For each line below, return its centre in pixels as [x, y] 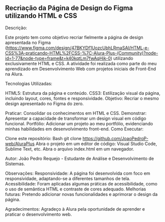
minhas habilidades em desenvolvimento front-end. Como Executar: [74, 129]
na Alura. [14, 74]
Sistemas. [15, 164]
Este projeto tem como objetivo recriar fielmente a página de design [74, 37]
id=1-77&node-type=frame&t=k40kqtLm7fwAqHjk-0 [58, 58]
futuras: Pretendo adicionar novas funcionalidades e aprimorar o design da [82, 194]
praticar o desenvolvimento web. [39, 214]
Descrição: [16, 28]
